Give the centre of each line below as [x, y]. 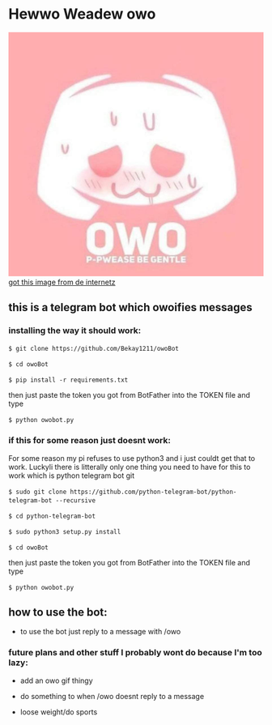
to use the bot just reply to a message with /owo [100, 632]
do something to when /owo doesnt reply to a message [112, 696]
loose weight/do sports [59, 712]
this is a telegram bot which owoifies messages [130, 307]
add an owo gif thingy [56, 680]
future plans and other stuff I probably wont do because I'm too [135, 653]
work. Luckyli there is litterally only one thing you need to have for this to [130, 467]
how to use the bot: [58, 612]
